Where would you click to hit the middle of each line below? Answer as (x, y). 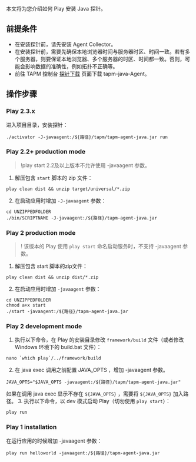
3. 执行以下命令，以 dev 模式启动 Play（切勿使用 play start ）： (94, 401)
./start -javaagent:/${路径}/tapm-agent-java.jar (67, 312)
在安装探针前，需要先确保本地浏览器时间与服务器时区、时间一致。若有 (100, 51)
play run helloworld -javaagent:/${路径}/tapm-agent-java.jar (83, 453)
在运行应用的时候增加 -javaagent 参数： (54, 441)
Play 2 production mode (41, 232)
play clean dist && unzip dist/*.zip (52, 277)
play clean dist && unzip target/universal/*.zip (68, 189)
